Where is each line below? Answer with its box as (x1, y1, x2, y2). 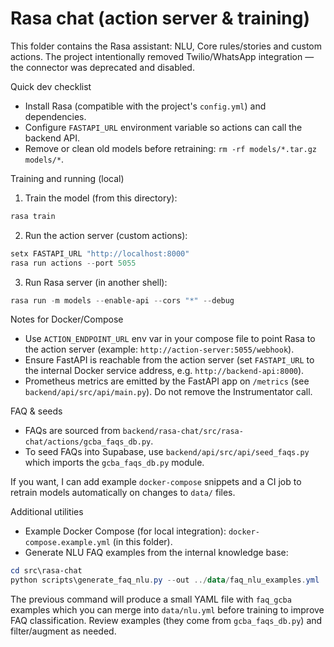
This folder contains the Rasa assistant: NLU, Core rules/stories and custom (10, 40, 322, 52)
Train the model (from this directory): (24, 192, 178, 204)
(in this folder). (112, 536, 173, 548)
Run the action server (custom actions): (24, 229, 188, 241)
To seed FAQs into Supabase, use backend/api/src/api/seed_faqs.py (24, 446, 310, 458)
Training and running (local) (10, 172, 125, 184)
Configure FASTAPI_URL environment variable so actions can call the (24, 121, 303, 133)
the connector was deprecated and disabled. (10, 61, 195, 73)
